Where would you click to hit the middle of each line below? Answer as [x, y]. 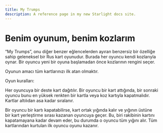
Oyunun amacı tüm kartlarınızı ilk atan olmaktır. [52, 72]
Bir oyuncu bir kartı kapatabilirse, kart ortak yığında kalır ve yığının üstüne [79, 110]
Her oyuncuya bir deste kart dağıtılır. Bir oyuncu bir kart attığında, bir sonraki [81, 90]
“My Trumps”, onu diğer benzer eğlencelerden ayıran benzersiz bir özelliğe [80, 52]
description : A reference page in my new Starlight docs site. [71, 14]
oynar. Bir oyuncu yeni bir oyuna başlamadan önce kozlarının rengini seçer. [80, 62]
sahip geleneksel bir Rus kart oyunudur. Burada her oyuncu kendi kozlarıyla [81, 57]
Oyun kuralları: [20, 81]
